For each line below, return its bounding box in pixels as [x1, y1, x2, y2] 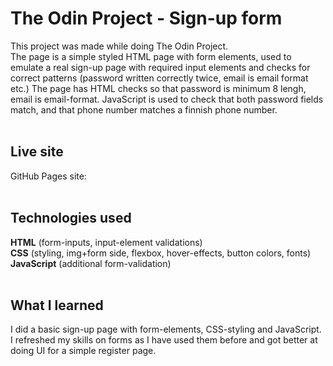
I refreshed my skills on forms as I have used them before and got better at [10, 334, 318, 346]
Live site [10, 143, 64, 161]
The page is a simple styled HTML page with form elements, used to [10, 50, 292, 62]
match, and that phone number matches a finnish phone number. [10, 103, 278, 116]
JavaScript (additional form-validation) [10, 257, 172, 269]
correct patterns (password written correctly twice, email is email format [10, 72, 309, 84]
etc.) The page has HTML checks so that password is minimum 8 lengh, [10, 82, 307, 94]
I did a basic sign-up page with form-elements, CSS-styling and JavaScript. [10, 323, 322, 336]
